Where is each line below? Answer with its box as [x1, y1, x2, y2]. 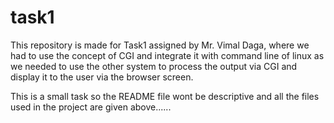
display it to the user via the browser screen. [10, 71, 194, 83]
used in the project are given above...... [10, 101, 172, 113]
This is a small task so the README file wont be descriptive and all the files [10, 90, 320, 102]
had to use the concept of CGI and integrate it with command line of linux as [10, 49, 325, 61]
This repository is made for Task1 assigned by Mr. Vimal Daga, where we [10, 39, 310, 51]
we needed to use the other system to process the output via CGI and [10, 60, 298, 72]
